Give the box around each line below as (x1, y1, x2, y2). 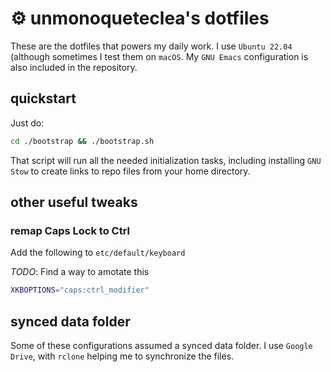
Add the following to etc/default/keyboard (10, 247, 186, 259)
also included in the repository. (10, 61, 138, 73)
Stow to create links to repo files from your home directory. (10, 165, 251, 177)
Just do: (10, 117, 45, 129)
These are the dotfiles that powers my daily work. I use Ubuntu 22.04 (10, 40, 293, 52)
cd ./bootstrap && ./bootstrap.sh (10, 136, 155, 146)
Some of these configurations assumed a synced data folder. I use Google (10, 340, 313, 351)
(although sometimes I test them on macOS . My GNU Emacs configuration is (10, 50, 309, 62)
